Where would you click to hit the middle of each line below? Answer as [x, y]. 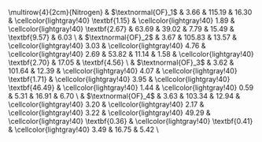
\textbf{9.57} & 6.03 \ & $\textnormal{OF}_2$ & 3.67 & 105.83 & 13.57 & [123, 37]
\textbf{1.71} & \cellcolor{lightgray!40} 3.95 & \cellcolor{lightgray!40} [119, 79]
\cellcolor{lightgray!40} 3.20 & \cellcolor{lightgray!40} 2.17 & [106, 104]
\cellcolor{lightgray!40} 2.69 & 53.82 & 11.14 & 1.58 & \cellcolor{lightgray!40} [131, 54]
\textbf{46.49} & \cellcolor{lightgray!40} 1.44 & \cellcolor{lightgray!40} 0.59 [131, 88]
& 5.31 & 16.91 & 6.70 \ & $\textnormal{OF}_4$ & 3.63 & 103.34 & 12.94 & [124, 96]
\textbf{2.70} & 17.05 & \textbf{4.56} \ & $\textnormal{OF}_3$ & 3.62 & [121, 62]
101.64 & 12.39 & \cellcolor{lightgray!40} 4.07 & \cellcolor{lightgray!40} [123, 71]
